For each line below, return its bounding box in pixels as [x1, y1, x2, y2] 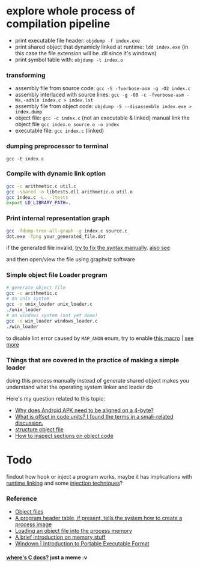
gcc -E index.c [6, 156, 44, 162]
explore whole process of [6, 4, 136, 18]
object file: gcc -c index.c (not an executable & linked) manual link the [14, 114, 190, 121]
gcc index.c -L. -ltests [6, 194, 68, 201]
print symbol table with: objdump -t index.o [14, 56, 123, 63]
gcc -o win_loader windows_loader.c [6, 318, 98, 324]
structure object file [14, 425, 64, 433]
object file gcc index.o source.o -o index [14, 121, 120, 128]
